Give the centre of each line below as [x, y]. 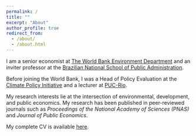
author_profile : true [33, 28]
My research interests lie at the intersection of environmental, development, [98, 96]
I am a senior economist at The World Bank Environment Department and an [98, 61]
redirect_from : [25, 34]
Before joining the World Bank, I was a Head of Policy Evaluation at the [92, 79]
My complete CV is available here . [48, 127]
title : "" [18, 17]
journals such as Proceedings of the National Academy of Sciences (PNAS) [98, 109]
